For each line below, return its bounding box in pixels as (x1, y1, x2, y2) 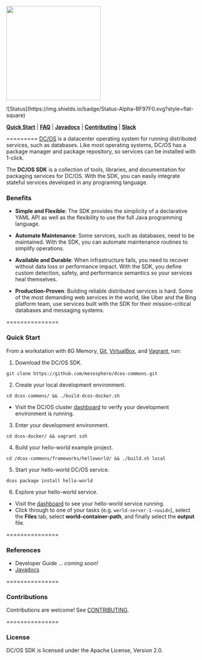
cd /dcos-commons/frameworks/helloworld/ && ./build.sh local (6, 455, 166, 462)
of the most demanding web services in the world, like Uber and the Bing (14, 294, 197, 301)
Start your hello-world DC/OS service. (14, 466, 110, 473)
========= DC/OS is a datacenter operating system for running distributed (6, 135, 197, 142)
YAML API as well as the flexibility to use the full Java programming (14, 214, 183, 221)
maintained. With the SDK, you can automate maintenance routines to (14, 238, 188, 246)
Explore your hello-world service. (14, 488, 98, 495)
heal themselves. (14, 276, 58, 283)
